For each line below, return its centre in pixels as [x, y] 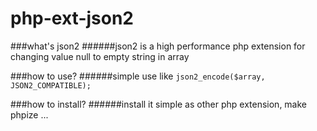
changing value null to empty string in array [100, 56]
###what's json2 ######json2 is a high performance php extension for [158, 46]
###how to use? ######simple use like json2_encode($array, [138, 76]
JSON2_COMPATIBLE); [51, 85]
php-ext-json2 [72, 18]
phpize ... [29, 114]
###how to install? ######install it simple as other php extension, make [159, 104]
